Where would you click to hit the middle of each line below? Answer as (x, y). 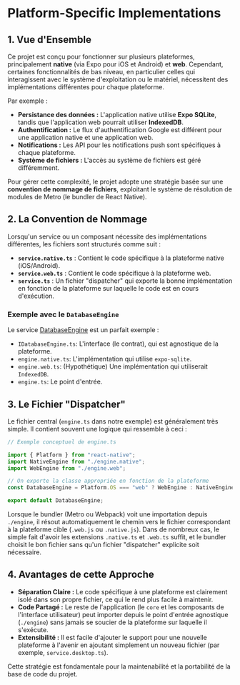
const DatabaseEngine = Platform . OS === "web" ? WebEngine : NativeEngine (121, 488)
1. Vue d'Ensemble (49, 40)
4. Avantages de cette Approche (81, 575)
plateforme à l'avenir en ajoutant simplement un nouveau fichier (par (119, 645)
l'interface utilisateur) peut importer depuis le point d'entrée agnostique (123, 614)
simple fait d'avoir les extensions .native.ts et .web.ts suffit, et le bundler (117, 537)
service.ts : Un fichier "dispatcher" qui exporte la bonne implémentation (125, 281)
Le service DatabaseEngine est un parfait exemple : (83, 330)
